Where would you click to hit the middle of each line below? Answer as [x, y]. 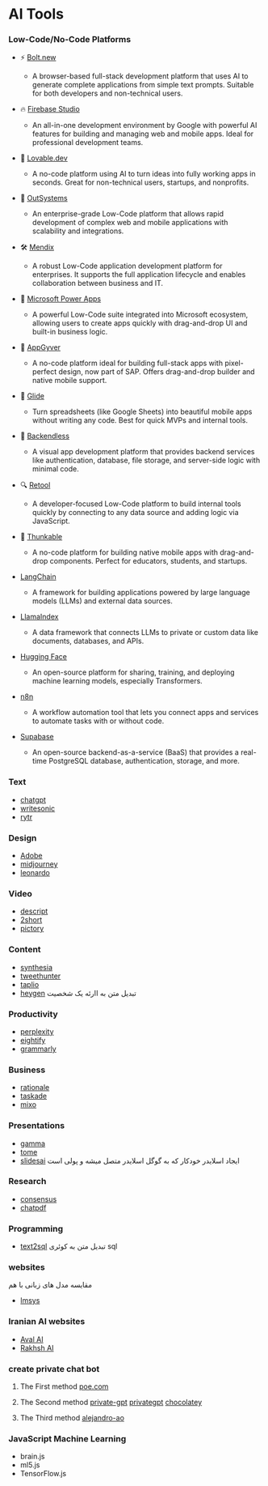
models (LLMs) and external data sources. [103, 601]
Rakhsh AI [37, 1348]
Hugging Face [43, 657]
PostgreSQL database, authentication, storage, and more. [144, 761]
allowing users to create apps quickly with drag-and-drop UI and [140, 323]
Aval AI [31, 1339]
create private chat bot [54, 1369]
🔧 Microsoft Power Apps [61, 299]
